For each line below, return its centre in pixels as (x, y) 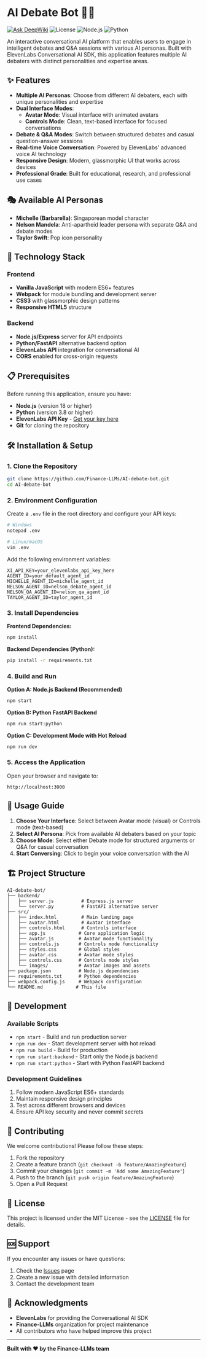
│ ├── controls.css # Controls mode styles (73, 961)
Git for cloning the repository (53, 426)
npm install (22, 637)
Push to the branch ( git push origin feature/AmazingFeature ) (95, 1177)
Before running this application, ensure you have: (69, 394)
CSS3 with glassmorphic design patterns (68, 301)
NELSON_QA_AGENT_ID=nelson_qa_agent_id (58, 592)
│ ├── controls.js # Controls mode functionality (83, 944)
